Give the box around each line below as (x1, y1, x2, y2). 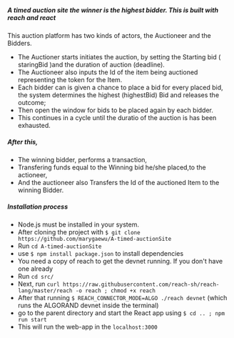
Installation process (7, 202, 68, 211)
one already (17, 264, 54, 273)
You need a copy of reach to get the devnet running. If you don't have (17, 257, 223, 265)
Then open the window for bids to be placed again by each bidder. (17, 106, 214, 114)
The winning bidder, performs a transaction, (17, 155, 148, 164)
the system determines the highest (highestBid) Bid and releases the (17, 90, 220, 99)
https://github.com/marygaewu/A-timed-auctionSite (17, 235, 172, 242)
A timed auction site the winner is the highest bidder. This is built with (7, 6, 219, 14)
